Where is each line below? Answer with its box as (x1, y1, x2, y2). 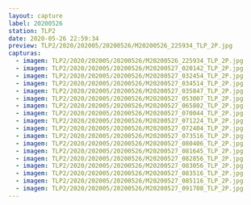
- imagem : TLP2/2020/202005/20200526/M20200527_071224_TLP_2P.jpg (15, 117, 244, 125)
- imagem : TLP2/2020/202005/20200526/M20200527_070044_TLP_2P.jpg (15, 110, 244, 118)
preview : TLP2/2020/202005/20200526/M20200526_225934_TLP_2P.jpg (8, 42, 232, 50)
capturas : (8, 49, 42, 57)
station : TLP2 (8, 27, 56, 35)
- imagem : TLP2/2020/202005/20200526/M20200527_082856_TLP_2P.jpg (15, 154, 244, 162)
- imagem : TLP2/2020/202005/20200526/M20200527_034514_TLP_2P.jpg (15, 79, 244, 87)
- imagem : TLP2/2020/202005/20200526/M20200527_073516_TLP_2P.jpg (15, 132, 244, 140)
